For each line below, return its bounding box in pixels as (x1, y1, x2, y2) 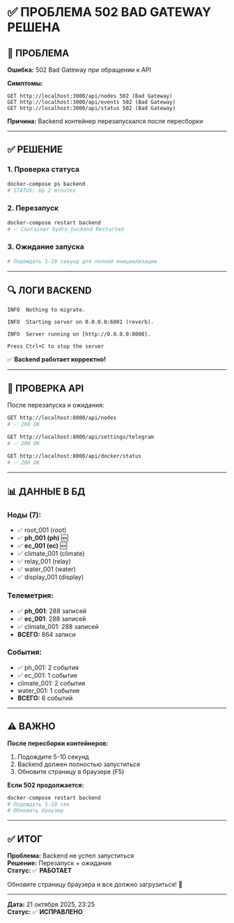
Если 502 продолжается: (7, 781, 84, 789)
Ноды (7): (7, 510, 42, 520)
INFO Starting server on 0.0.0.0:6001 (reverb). (7, 318, 155, 326)
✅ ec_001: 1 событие (17, 671, 78, 679)
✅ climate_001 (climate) (17, 550, 85, 558)
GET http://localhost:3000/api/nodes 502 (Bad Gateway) (7, 93, 173, 100)
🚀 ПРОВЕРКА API (7, 382, 84, 394)
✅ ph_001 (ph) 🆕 (17, 534, 68, 542)
